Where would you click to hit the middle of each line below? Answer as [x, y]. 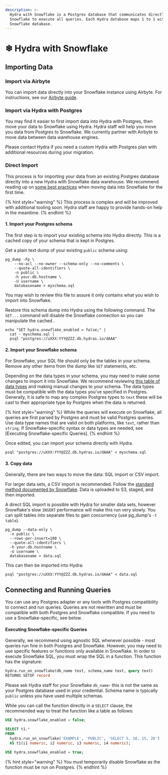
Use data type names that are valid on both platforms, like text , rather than [82, 423]
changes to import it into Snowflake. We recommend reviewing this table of [82, 381]
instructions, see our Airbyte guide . [41, 98]
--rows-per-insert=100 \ [35, 539]
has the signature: [24, 662]
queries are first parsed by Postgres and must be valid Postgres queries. [80, 418]
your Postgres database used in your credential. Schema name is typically [81, 691]
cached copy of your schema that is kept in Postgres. [60, 240]
